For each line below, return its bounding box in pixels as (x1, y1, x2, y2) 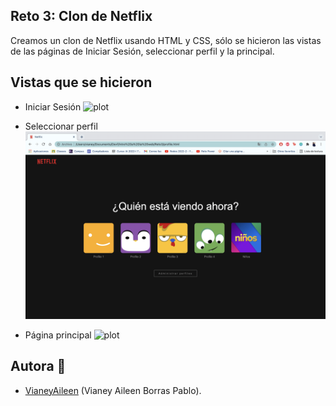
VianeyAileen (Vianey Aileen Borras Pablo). (24, 384, 202, 396)
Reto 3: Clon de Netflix (10, 8, 153, 25)
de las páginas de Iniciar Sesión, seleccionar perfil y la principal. (10, 45, 275, 57)
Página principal (24, 329, 92, 341)
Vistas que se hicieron (10, 74, 153, 91)
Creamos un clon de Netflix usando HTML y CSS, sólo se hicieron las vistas (10, 34, 322, 46)
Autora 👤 (10, 358, 67, 375)
